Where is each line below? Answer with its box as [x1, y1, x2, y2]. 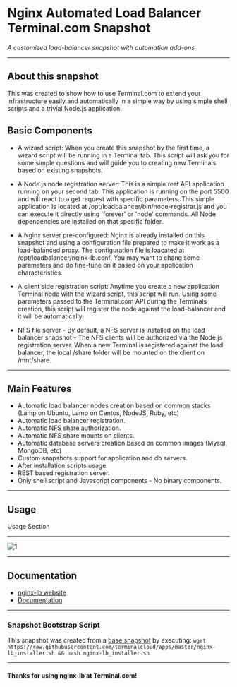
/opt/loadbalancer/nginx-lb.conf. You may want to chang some [17, 253, 200, 262]
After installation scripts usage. [17, 461, 108, 470]
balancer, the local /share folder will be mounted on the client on [17, 348, 205, 357]
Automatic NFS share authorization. [17, 424, 121, 432]
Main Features [7, 383, 72, 395]
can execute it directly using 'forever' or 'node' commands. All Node [17, 210, 217, 218]
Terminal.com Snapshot [7, 20, 151, 36]
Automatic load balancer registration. [17, 417, 126, 425]
